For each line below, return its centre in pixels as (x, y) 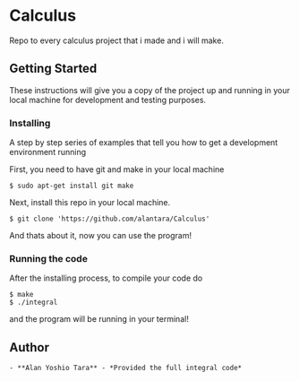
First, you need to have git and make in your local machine (117, 169)
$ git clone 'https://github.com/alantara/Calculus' (110, 219)
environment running (48, 152)
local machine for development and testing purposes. (108, 100)
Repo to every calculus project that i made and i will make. (116, 40)
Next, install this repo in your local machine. (90, 203)
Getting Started (53, 69)
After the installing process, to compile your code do (106, 278)
